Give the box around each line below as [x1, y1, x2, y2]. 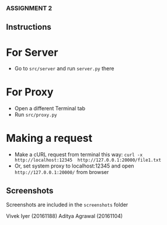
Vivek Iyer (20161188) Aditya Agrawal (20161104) [6, 212, 123, 219]
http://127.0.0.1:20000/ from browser [14, 169, 109, 176]
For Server [6, 46, 58, 59]
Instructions [6, 22, 51, 32]
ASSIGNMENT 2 [6, 4, 53, 12]
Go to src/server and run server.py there [14, 65, 114, 72]
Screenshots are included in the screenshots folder [6, 201, 128, 208]
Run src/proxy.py [14, 111, 57, 118]
